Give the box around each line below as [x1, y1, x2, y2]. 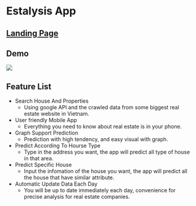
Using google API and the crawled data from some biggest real [23, 104, 180, 111]
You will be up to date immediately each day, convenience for [23, 187, 176, 194]
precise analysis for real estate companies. [23, 193, 130, 201]
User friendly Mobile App [14, 117, 77, 124]
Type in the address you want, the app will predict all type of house [23, 148, 190, 156]
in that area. [23, 155, 54, 162]
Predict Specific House [14, 161, 72, 169]
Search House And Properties [14, 97, 89, 105]
